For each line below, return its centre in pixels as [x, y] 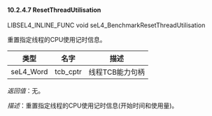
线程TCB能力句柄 [117, 72]
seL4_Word [29, 72]
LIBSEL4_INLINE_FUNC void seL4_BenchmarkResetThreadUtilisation [106, 25]
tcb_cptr [69, 72]
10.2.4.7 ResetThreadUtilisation [54, 10]
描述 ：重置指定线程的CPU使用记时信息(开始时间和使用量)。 [93, 106]
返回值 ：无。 [26, 91]
